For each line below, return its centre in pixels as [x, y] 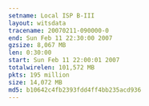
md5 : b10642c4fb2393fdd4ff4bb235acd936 [75, 90]
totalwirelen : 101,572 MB [51, 68]
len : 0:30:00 [30, 53]
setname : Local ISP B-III [51, 16]
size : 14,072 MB [35, 82]
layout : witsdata [37, 23]
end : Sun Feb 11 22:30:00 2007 [60, 38]
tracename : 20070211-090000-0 [59, 30]
